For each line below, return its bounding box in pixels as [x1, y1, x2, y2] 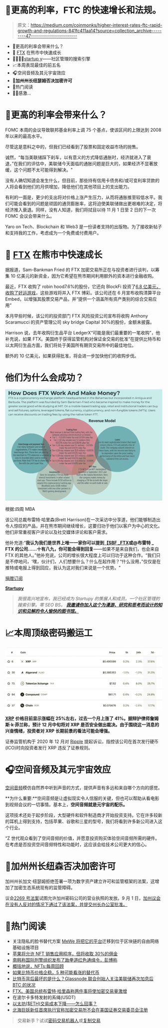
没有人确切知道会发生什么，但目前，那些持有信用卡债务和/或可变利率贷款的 [5, 177, 160, 183]
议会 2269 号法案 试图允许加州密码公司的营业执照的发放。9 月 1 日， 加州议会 [5, 895, 161, 901]
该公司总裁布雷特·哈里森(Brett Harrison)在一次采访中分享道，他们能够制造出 [5, 516, 161, 522]
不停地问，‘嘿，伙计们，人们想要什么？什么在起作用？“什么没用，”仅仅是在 [9, 558, 161, 564]
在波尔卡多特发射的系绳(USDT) [12, 994, 76, 1000]
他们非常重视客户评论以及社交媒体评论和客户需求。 [5, 529, 110, 535]
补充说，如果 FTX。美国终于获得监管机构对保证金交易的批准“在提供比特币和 [5, 336, 161, 342]
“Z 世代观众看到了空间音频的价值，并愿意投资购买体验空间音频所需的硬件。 [5, 835, 160, 841]
